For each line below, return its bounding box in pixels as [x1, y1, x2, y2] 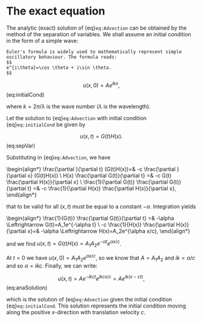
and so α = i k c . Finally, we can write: [6, 262, 98, 269]
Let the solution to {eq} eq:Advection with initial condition [6, 114, 147, 121]
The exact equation [6, 4, 106, 18]
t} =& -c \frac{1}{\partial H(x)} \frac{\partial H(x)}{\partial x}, [27, 184, 177, 192]
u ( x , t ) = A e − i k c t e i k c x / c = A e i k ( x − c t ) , [57, 274, 145, 282]
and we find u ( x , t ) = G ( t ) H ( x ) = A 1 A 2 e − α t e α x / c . [6, 239, 122, 249]
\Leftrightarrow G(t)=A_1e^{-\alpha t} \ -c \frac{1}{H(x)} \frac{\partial [6, 221, 175, 228]
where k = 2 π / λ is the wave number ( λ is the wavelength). [6, 103, 151, 110]
